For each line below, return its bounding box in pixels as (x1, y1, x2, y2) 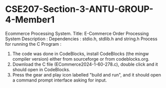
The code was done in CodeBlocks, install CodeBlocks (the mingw (12, 51, 149, 57)
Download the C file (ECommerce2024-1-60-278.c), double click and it (12, 61, 158, 67)
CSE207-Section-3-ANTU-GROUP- (5, 3, 154, 15)
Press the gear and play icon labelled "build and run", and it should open (12, 72, 161, 78)
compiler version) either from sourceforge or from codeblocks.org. (12, 56, 150, 62)
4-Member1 (5, 14, 55, 25)
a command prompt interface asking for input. (12, 77, 107, 83)
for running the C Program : (5, 41, 62, 47)
